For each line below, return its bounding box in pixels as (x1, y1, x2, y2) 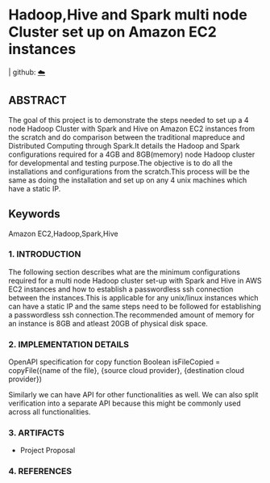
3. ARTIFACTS (8, 427, 64, 439)
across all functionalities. (8, 407, 91, 417)
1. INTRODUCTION (8, 249, 81, 260)
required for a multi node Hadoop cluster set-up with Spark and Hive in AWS (8, 275, 262, 285)
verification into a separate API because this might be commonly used (8, 398, 242, 409)
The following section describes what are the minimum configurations (8, 267, 240, 276)
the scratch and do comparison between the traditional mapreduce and (8, 132, 245, 142)
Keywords (8, 208, 60, 221)
